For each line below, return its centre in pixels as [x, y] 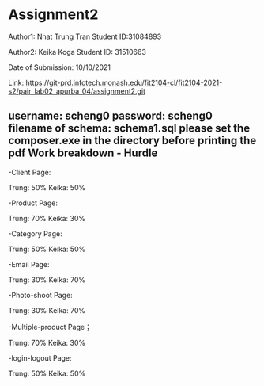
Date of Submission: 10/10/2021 [60, 67]
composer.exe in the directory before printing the [132, 141]
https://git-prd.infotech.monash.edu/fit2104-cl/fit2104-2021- [124, 82]
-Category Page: [35, 233]
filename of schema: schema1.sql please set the [129, 128]
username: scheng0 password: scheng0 [111, 116]
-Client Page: [30, 172]
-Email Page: [29, 264]
